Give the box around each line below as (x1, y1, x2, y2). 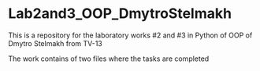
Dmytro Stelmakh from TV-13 (8, 38, 102, 48)
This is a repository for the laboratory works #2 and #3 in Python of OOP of (8, 30, 253, 40)
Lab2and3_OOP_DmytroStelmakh (8, 5, 232, 23)
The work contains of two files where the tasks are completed (8, 54, 210, 63)
